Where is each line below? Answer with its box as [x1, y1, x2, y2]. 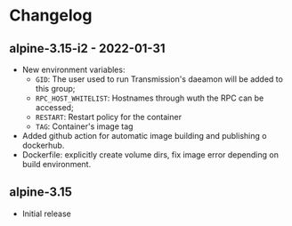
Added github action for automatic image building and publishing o [21, 131, 267, 141]
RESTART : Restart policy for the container [35, 112, 182, 122]
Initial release [21, 208, 71, 219]
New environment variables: [21, 64, 126, 75]
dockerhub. [21, 140, 65, 150]
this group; [35, 84, 76, 93]
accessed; [35, 102, 74, 112]
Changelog [9, 5, 93, 26]
